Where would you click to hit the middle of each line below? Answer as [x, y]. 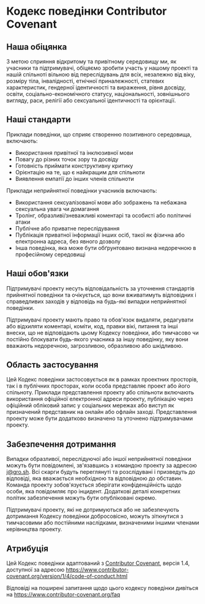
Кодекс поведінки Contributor [87, 11]
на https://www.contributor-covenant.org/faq [63, 595]
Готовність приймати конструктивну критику [74, 166]
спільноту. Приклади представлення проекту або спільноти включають [100, 392]
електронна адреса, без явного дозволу [68, 241]
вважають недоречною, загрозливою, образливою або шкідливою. [95, 345]
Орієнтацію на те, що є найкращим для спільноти [80, 172]
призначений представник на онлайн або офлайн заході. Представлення [102, 412]
